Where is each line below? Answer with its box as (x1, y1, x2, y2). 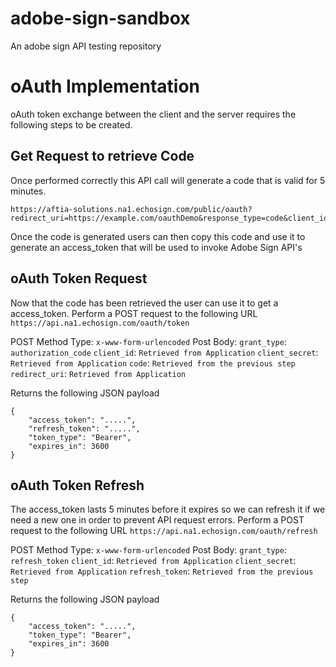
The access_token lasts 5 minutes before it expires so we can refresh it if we (10, 503, 326, 516)
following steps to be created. (10, 118, 133, 131)
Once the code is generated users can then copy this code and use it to (10, 230, 306, 242)
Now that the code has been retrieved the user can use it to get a (10, 297, 279, 309)
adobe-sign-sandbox (10, 7, 191, 30)
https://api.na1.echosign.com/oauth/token (10, 318, 190, 328)
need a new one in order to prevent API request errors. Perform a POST (10, 514, 305, 526)
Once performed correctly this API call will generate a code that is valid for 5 (10, 174, 326, 186)
